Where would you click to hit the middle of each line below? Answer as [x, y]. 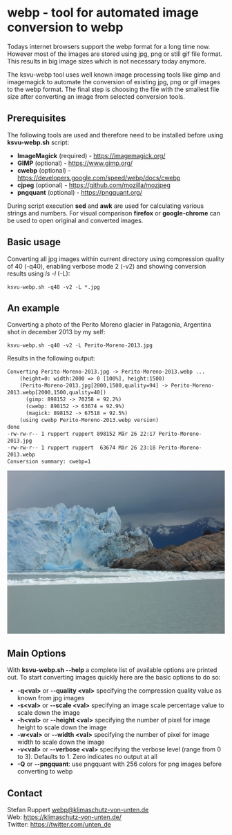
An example [33, 308]
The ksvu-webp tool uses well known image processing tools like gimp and [114, 75]
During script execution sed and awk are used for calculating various [106, 206]
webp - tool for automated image [103, 13]
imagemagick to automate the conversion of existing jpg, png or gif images [114, 81]
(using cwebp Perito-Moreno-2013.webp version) [89, 420]
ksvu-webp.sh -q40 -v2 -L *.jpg [54, 287]
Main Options [37, 653]
